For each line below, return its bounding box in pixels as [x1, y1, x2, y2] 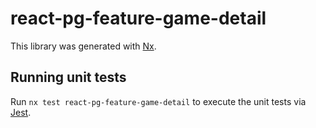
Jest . [10, 106, 32, 118]
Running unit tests [10, 69, 127, 86]
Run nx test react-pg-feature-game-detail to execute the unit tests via [10, 95, 307, 107]
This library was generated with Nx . [10, 40, 157, 52]
